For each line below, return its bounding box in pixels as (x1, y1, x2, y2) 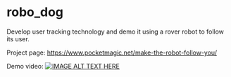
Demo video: (6, 62, 44, 70)
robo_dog (6, 4, 64, 20)
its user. (6, 34, 30, 43)
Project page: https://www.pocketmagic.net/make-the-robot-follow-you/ (6, 48, 218, 57)
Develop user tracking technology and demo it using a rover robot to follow (6, 27, 225, 36)
